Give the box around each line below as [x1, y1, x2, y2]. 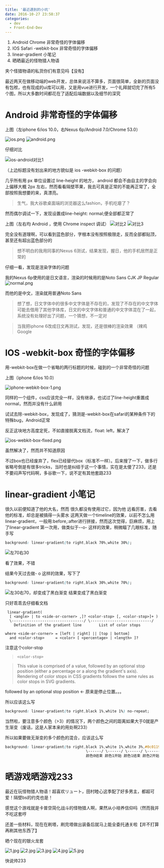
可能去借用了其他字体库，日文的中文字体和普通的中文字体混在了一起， [17, 307, 159, 313]
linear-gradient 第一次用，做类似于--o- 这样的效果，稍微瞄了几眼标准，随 [9, 524, 157, 530]
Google [17, 329, 32, 335]
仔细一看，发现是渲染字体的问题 [5, 264, 69, 270]
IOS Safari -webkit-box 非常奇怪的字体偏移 [12, 45, 99, 51]
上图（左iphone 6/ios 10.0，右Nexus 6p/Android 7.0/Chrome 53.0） [5, 127, 141, 132]
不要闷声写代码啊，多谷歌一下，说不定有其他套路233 [5, 470, 111, 476]
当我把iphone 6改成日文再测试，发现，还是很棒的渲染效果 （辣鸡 [17, 323, 147, 329]
